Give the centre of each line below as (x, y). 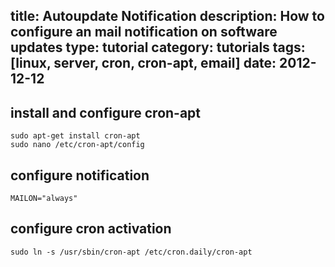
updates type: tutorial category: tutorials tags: (158, 47)
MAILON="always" (44, 199)
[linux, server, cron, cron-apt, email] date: (143, 63)
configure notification (80, 175)
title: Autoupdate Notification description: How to (167, 16)
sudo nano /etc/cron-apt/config (77, 145)
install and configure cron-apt (106, 112)
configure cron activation (91, 229)
